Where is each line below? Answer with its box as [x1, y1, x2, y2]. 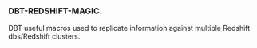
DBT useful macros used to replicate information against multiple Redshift [8, 24, 251, 33]
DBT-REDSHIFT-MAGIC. [8, 6, 102, 17]
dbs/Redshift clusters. [8, 31, 81, 41]
